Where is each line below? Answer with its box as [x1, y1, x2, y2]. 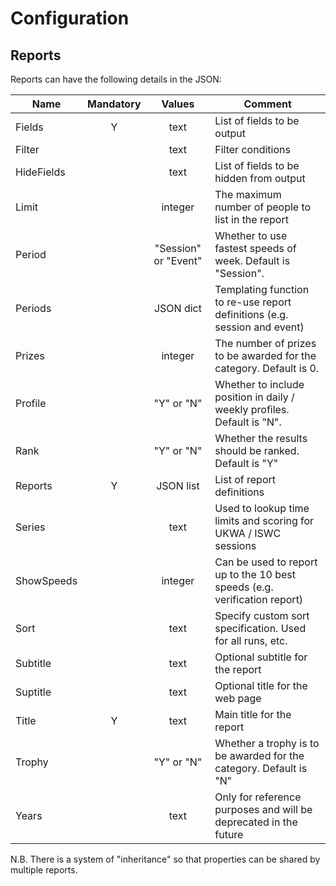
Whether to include [214, 378, 305, 391]
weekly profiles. [214, 403, 290, 416]
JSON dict [153, 302, 202, 315]
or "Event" [153, 254, 203, 267]
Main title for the [214, 708, 292, 721]
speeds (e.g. [214, 580, 274, 594]
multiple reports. [10, 864, 78, 876]
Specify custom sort [214, 609, 310, 622]
